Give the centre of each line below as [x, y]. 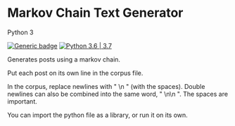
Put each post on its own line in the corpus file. [75, 73]
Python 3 [20, 32]
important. [22, 101]
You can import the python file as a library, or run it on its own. [97, 115]
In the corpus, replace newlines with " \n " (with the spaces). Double [106, 86]
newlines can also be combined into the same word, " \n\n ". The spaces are [118, 94]
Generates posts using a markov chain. [64, 59]
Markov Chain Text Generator [95, 13]
